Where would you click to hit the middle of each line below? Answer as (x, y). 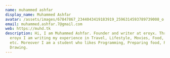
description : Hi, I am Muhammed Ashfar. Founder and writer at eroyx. (81, 33)
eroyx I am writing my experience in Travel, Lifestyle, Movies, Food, (87, 38)
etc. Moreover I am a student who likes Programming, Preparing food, (86, 43)
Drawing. (19, 47)
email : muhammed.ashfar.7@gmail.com (44, 24)
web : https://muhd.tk (28, 29)
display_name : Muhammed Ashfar (38, 15)
